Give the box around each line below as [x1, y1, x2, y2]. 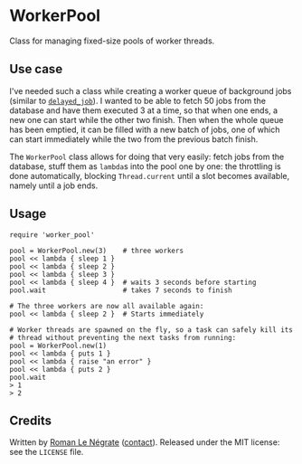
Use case [9, 62, 63, 77]
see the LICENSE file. [9, 447, 84, 458]
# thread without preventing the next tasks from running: [9, 333, 237, 342]
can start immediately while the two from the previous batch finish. [9, 133, 259, 145]
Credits [9, 412, 52, 428]
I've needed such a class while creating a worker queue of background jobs [9, 85, 292, 96]
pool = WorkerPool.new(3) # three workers [9, 246, 184, 255]
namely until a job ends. [9, 180, 99, 191]
